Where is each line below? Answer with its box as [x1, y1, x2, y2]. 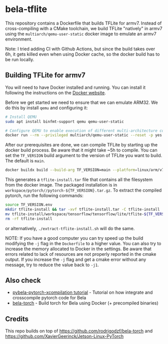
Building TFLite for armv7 [5, 71, 86, 80]
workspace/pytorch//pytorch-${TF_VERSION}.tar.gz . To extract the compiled [5, 187, 162, 194]
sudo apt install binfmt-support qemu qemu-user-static [5, 119, 124, 124]
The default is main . [5, 158, 45, 164]
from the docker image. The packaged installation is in [5, 182, 117, 188]
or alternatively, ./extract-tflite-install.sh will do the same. [5, 225, 135, 231]
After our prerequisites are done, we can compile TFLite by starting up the [5, 142, 158, 148]
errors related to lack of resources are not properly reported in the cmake [5, 251, 156, 257]
